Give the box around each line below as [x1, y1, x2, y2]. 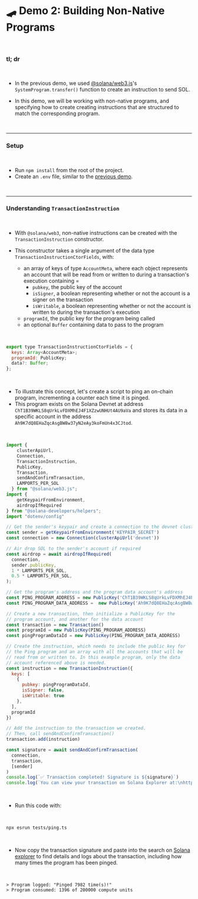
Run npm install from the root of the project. [14, 166, 124, 173]
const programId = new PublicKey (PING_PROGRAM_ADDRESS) [6, 627, 146, 634]
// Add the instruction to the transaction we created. [6, 726, 146, 731]
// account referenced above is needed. [6, 660, 107, 666]
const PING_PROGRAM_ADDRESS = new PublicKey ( [6, 595, 120, 601]
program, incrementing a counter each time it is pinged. [14, 394, 150, 401]
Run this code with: [14, 802, 62, 809]
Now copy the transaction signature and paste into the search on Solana [14, 846, 190, 854]
